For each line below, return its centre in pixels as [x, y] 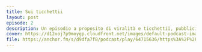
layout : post [23, 17]
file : [13, 39]
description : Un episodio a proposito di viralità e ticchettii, [90, 28]
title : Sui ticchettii [35, 12]
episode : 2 [20, 23]
